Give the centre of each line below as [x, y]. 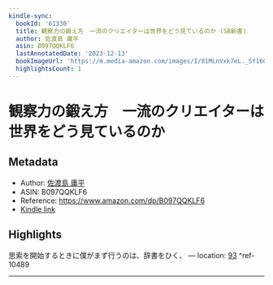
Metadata [33, 162]
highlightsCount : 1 [49, 69]
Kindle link [37, 209]
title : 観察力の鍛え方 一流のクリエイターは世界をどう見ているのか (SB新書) [131, 31]
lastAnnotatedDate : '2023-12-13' [72, 54]
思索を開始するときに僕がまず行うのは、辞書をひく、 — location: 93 [123, 255]
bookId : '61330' [43, 24]
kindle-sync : [30, 16]
